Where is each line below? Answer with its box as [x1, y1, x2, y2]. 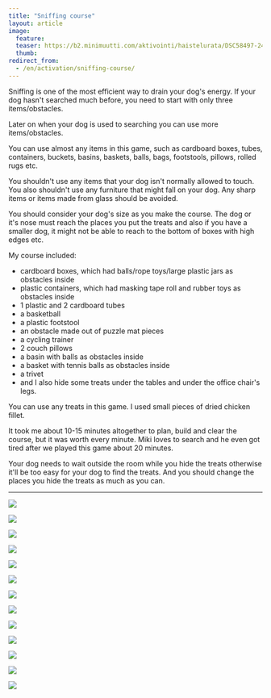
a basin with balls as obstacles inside [19, 352, 144, 362]
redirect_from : [8, 57, 60, 65]
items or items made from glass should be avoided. [8, 193, 179, 203]
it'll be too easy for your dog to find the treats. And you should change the [8, 467, 255, 477]
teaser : [15, 42, 42, 50]
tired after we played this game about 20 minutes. [8, 443, 173, 453]
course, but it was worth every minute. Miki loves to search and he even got [8, 434, 261, 444]
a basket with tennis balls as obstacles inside [19, 360, 170, 370]
